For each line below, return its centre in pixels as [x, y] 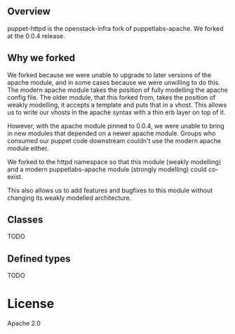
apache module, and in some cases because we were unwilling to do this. [114, 82]
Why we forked [41, 58]
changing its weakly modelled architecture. [69, 198]
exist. [15, 176]
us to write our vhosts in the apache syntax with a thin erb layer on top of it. [116, 112]
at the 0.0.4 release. [36, 36]
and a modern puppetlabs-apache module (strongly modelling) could [107, 169]
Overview [29, 12]
